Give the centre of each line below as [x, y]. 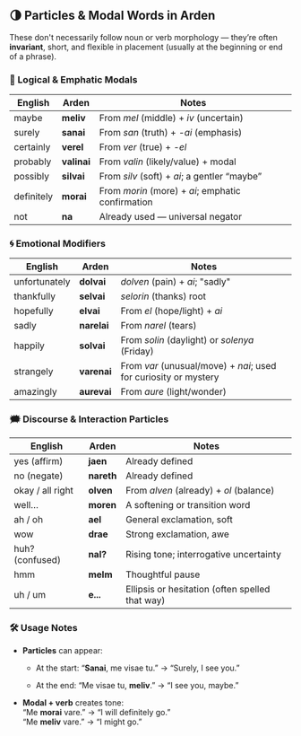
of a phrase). [33, 56]
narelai [94, 326]
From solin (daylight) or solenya [187, 340]
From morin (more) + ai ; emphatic [170, 191]
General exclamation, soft [179, 519]
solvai [92, 346]
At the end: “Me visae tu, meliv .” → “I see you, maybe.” [137, 685]
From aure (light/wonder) [173, 392]
